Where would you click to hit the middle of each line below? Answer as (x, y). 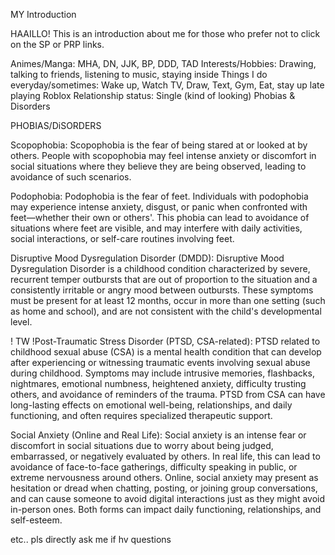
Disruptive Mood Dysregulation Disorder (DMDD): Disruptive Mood (147, 258)
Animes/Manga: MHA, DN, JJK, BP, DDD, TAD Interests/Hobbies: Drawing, (163, 63)
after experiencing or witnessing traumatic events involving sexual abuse (160, 362)
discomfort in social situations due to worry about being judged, (142, 445)
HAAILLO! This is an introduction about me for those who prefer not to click (165, 33)
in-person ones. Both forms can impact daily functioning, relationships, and (166, 509)
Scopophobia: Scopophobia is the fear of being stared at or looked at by (159, 145)
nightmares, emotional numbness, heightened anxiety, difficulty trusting (158, 383)
